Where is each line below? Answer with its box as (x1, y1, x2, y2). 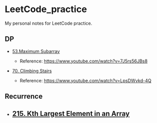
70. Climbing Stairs (12, 68, 52, 74)
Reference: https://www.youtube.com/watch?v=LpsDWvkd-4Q (19, 77, 152, 84)
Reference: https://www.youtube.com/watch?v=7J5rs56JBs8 (19, 58, 148, 64)
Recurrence (5, 92, 43, 101)
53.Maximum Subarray (12, 48, 60, 54)
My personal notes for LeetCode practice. (5, 20, 92, 26)
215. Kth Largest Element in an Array (12, 109, 130, 118)
